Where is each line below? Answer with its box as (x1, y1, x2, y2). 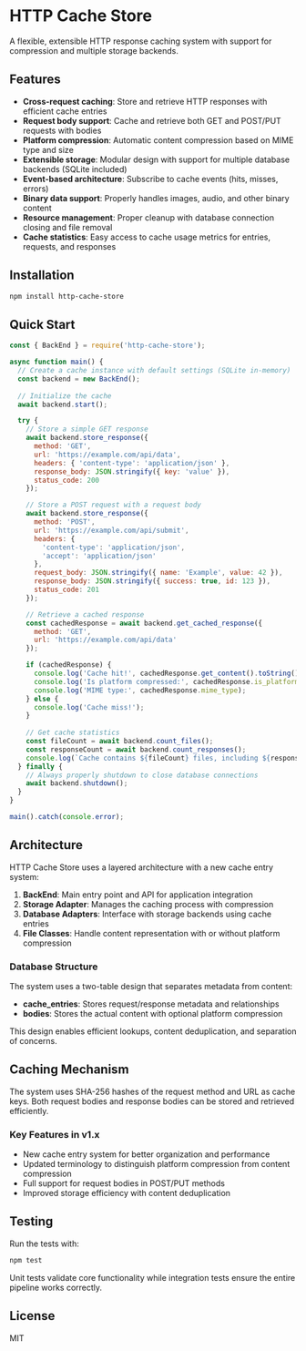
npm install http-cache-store (9, 292, 125, 301)
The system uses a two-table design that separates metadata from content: (9, 980, 293, 991)
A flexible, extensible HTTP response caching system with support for (9, 36, 272, 46)
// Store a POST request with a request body (25, 500, 202, 510)
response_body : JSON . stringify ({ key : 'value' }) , (33, 466, 230, 476)
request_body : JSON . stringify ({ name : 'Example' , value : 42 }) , (33, 568, 283, 578)
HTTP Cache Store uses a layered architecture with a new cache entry (9, 862, 274, 873)
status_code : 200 (33, 476, 100, 485)
